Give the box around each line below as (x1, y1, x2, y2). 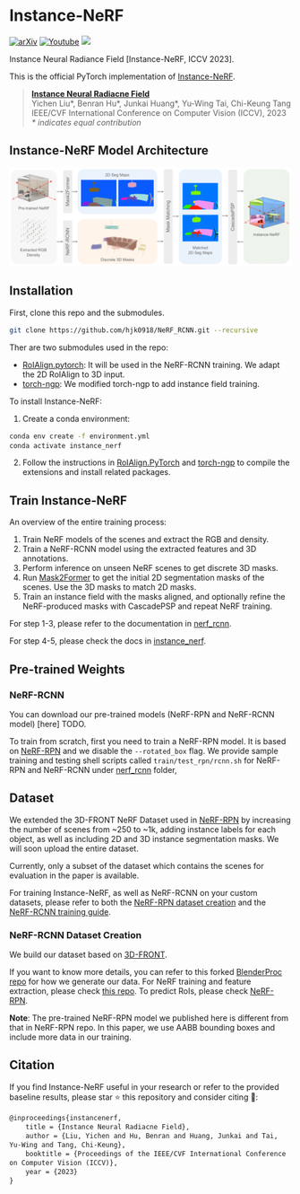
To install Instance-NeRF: (9, 396, 103, 407)
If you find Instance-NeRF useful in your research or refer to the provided (9, 1081, 279, 1092)
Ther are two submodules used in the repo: (9, 342, 168, 353)
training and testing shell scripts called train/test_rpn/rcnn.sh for (9, 755, 255, 766)
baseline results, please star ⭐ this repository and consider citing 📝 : (9, 1092, 259, 1102)
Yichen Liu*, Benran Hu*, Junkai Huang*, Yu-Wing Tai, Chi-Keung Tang (30, 98, 291, 109)
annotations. (21, 553, 69, 564)
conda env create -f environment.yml (9, 432, 150, 441)
